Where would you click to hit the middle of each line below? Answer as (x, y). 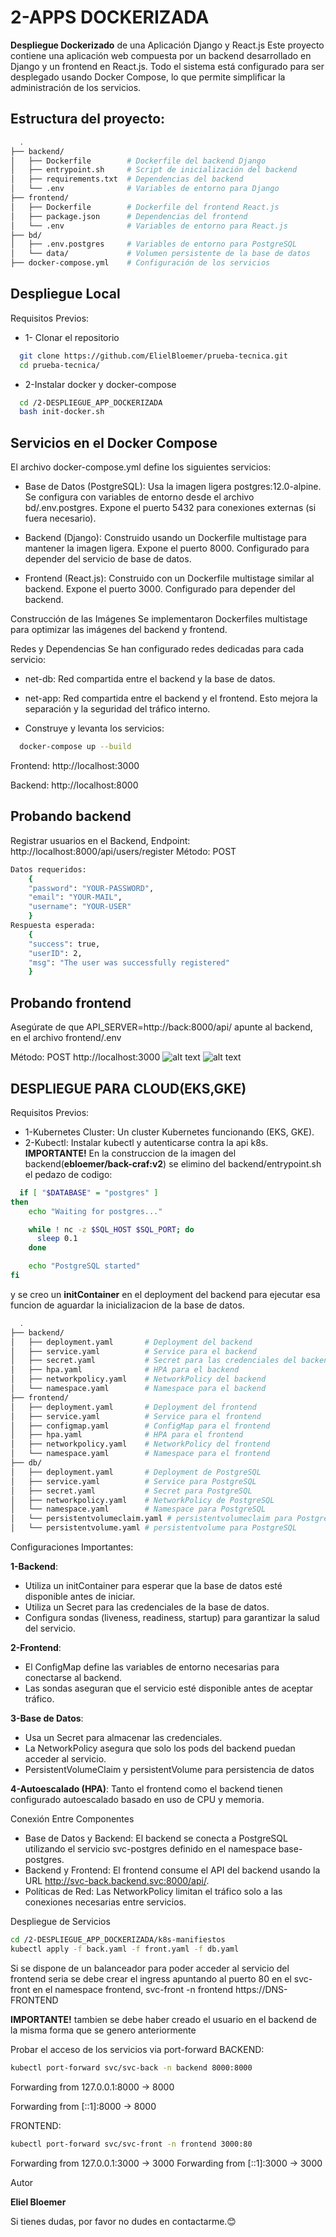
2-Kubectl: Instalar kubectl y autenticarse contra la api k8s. (146, 1142)
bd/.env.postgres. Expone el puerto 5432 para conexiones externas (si (170, 508)
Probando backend (71, 816)
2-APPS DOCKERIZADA (110, 17)
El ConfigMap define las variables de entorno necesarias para (152, 1667)
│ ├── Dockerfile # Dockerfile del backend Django (138, 161)
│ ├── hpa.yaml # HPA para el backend (125, 1370)
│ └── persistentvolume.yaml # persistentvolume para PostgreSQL (154, 1528)
